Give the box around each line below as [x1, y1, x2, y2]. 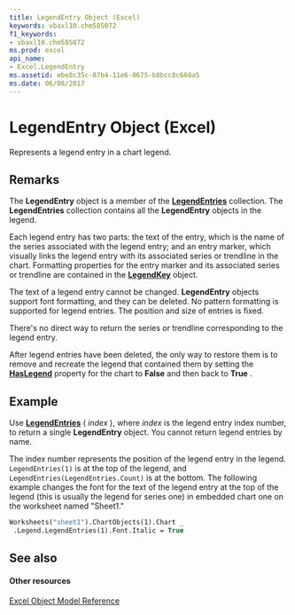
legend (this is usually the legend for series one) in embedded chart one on [9, 492, 284, 502]
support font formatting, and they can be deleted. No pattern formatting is [9, 296, 279, 307]
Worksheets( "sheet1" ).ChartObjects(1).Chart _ [9, 518, 184, 527]
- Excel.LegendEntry [9, 63, 86, 72]
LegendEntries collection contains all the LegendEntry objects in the [9, 205, 262, 216]
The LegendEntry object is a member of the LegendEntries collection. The [9, 196, 283, 207]
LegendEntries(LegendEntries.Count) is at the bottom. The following [9, 472, 258, 484]
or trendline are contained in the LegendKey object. [9, 270, 198, 280]
